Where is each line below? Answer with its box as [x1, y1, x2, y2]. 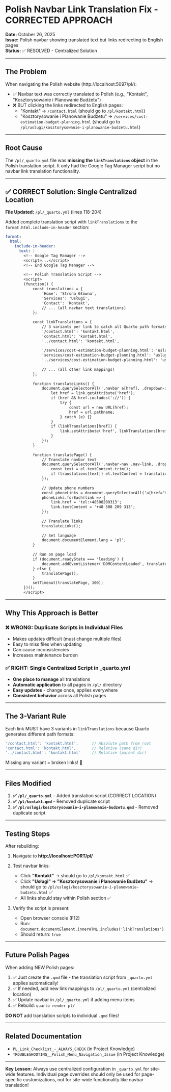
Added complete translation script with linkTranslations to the [5, 219, 138, 225]
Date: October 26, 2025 [5, 31, 55, 37]
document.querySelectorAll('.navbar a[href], [41, 386, 140, 391]
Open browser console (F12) [20, 915, 80, 921]
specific [5, 1076, 22, 1082]
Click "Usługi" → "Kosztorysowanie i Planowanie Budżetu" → [20, 878, 154, 884]
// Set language [41, 533, 76, 538]
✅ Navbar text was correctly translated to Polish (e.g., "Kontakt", [12, 91, 148, 97]
